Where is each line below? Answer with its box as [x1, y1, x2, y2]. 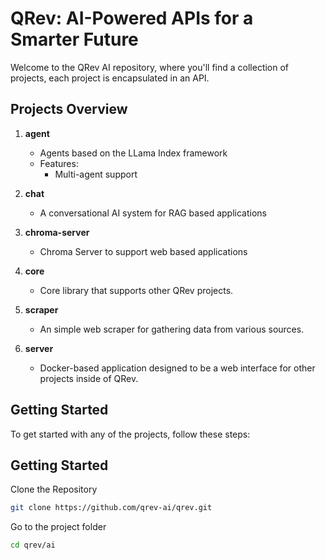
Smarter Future [10, 28, 139, 51]
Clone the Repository [10, 483, 98, 496]
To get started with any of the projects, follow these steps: [10, 428, 251, 440]
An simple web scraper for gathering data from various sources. [39, 323, 305, 335]
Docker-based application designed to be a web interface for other [39, 362, 316, 374]
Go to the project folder [10, 521, 107, 533]
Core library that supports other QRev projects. [39, 284, 234, 296]
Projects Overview [10, 101, 128, 118]
